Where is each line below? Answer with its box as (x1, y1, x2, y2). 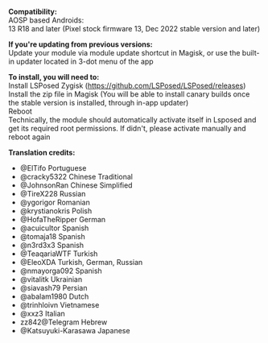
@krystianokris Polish (19, 206, 93, 216)
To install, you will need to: (8, 72, 100, 81)
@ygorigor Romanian (19, 197, 90, 207)
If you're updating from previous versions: (8, 39, 153, 49)
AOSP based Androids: (8, 15, 85, 25)
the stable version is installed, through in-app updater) (8, 98, 189, 107)
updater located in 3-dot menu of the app (15, 56, 155, 66)
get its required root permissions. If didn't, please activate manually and (8, 124, 246, 133)
